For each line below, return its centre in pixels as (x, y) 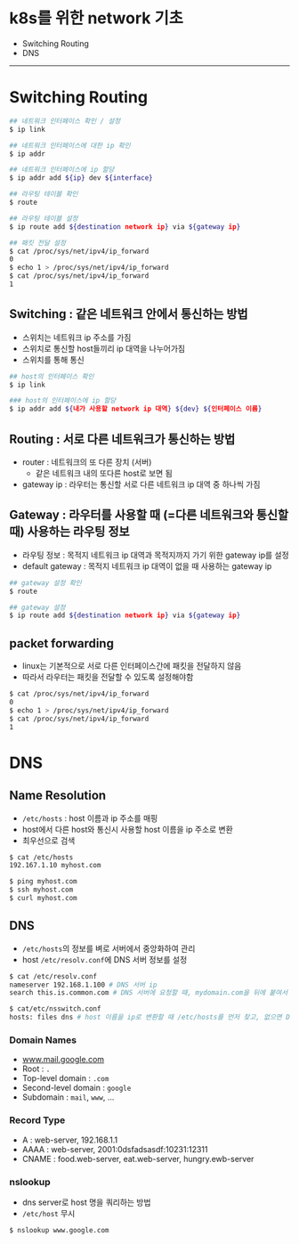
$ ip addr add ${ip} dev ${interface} (81, 178)
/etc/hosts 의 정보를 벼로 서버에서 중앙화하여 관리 (109, 948)
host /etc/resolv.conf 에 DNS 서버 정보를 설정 (105, 959)
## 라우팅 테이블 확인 (44, 194)
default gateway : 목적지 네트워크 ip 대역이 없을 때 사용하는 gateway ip (147, 565)
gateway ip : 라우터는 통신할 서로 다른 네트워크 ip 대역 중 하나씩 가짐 (141, 484)
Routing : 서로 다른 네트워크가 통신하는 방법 (122, 439)
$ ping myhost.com (43, 882)
